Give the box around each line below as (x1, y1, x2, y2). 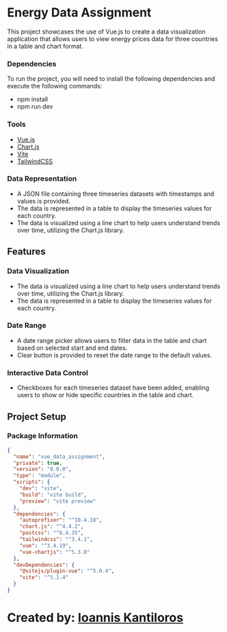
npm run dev (16, 103, 53, 111)
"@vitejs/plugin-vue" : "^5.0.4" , (19, 568, 115, 574)
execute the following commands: (7, 82, 103, 90)
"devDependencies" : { (13, 561, 75, 568)
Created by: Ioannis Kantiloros (7, 610, 183, 626)
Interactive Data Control (7, 368, 89, 377)
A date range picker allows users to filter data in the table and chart (16, 336, 207, 344)
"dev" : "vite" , (19, 485, 63, 492)
